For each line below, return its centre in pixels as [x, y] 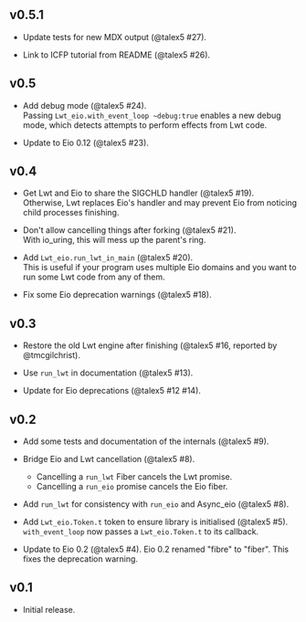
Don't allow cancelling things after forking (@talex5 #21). [129, 230]
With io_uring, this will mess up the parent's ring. [114, 240]
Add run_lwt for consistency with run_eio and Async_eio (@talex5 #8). [156, 504]
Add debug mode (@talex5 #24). [84, 105]
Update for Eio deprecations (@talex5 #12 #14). [111, 391]
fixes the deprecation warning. [80, 559]
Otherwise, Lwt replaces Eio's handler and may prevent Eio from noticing [160, 203]
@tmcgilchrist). [51, 355]
